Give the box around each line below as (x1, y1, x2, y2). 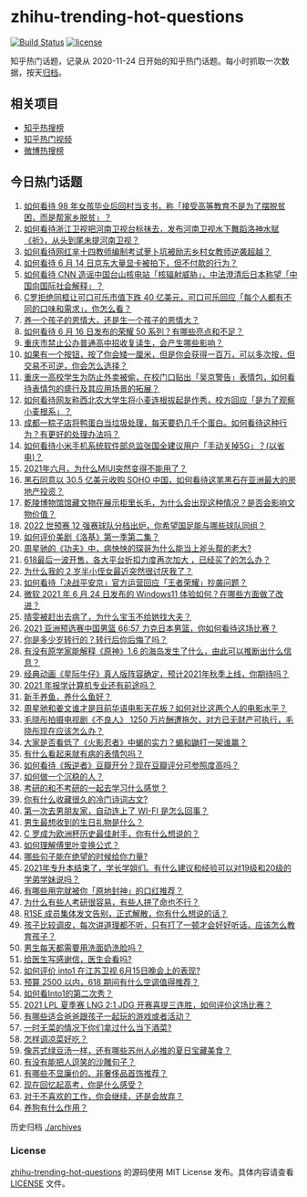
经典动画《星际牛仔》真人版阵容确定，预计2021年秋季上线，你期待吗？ (23, 668, 290, 679)
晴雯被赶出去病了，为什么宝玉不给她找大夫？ (23, 611, 192, 622)
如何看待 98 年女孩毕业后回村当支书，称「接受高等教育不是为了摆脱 (23, 200, 279, 211)
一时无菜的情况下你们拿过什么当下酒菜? (23, 1022, 172, 1033)
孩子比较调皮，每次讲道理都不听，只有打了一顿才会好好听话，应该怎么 (23, 919, 288, 930)
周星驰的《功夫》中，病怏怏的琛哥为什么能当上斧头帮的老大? (23, 542, 251, 553)
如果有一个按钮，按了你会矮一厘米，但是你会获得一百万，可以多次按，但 (23, 349, 295, 360)
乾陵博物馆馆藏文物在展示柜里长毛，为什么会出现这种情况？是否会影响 (23, 497, 288, 508)
